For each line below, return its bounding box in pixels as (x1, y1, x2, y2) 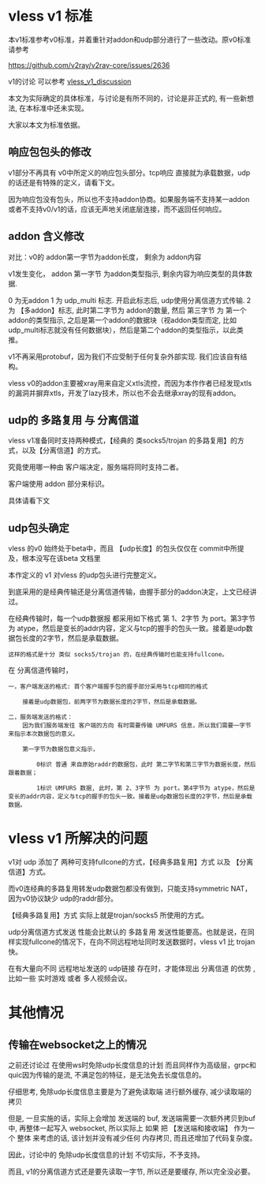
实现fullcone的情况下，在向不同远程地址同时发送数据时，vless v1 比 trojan (14, 937, 256, 947)
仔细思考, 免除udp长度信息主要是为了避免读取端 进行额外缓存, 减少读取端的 (8, 1087, 252, 1096)
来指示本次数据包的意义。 (8, 730, 79, 738)
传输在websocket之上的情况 (8, 1038, 147, 1051)
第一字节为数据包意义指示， (22, 745, 99, 753)
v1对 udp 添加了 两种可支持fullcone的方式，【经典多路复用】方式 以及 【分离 (8, 857, 254, 867)
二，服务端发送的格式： (8, 713, 73, 722)
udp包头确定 (8, 521, 69, 535)
